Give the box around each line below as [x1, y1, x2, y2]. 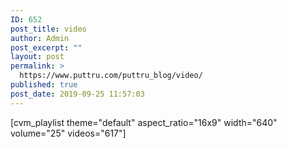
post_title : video [10, 24, 87, 34]
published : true [10, 80, 78, 90]
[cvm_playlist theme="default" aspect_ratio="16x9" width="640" [10, 116, 278, 128]
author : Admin [10, 33, 70, 43]
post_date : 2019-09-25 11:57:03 [10, 89, 145, 99]
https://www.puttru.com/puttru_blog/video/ [19, 71, 203, 81]
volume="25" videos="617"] [10, 127, 127, 139]
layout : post [10, 52, 65, 62]
